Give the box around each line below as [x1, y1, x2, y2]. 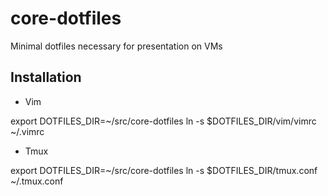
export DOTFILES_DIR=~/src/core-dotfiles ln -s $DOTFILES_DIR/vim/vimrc [10, 115, 317, 127]
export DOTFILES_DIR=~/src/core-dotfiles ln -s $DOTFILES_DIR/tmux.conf [10, 164, 318, 176]
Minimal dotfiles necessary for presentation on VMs [10, 40, 223, 52]
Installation [10, 69, 82, 86]
